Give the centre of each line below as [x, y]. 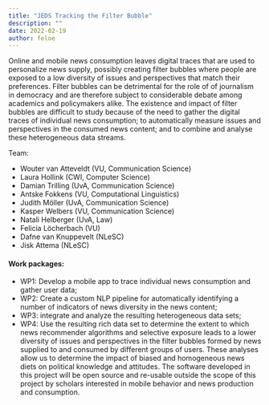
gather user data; [49, 290]
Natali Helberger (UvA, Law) [66, 220]
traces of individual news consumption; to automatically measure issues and [134, 120]
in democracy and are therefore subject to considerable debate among [125, 95]
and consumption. [50, 392]
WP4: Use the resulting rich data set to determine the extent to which [134, 324]
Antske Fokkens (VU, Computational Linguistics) [100, 194]
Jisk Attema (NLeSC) [55, 245]
